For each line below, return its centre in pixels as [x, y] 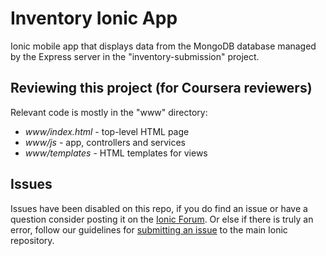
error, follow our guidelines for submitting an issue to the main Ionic [149, 229]
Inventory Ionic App [94, 18]
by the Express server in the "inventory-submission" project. [135, 56]
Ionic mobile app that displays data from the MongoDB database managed [163, 46]
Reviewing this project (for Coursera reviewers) [161, 88]
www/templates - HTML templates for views [116, 153]
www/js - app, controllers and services [105, 142]
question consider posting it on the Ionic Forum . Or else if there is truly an [162, 219]
